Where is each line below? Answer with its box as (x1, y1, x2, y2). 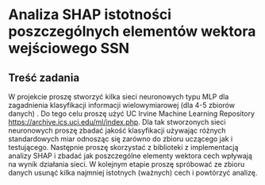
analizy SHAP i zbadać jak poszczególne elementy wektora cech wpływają (8, 151, 252, 160)
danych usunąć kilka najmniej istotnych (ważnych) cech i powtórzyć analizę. (8, 168, 258, 177)
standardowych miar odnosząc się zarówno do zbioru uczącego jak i (8, 134, 233, 144)
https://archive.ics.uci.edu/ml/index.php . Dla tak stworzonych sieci (8, 118, 226, 126)
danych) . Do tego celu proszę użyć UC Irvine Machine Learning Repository (8, 109, 255, 118)
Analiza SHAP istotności (8, 6, 172, 24)
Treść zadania (8, 71, 80, 84)
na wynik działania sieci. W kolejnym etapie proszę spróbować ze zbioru (8, 160, 245, 168)
